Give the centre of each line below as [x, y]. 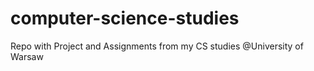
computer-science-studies [125, 18]
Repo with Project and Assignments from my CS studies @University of [157, 46]
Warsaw [27, 56]
